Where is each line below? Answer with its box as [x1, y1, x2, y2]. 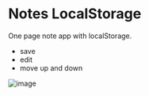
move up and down [19, 63, 83, 72]
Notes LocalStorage [8, 5, 142, 23]
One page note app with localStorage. [8, 31, 132, 40]
